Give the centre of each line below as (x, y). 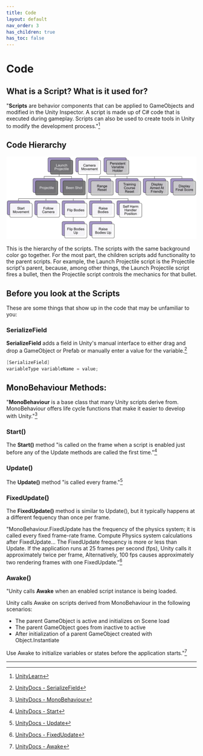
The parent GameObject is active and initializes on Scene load (92, 621)
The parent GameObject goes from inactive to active (80, 627)
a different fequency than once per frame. (58, 518)
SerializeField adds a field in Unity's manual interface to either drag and (96, 343)
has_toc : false (25, 38)
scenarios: (19, 609)
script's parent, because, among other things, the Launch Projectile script (98, 268)
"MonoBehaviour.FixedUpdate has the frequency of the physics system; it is (101, 529)
